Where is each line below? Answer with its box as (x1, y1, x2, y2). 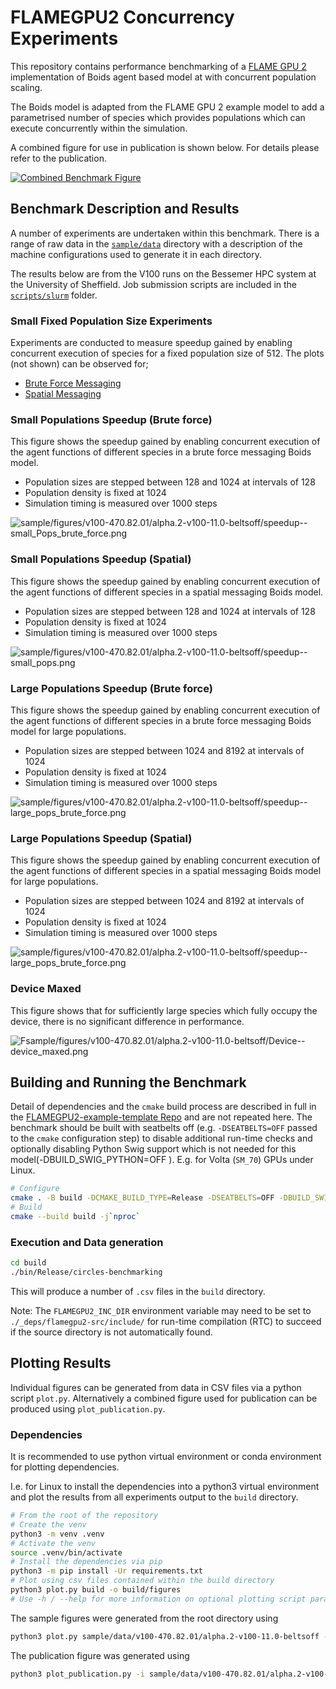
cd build (10, 1258, 47, 1268)
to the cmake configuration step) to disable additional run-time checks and (10, 1132, 313, 1145)
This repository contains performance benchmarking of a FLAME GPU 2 (10, 60, 307, 72)
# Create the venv (10, 1519, 87, 1530)
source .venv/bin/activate (10, 1547, 123, 1558)
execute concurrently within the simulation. (10, 122, 188, 134)
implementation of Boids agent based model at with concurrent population (10, 71, 317, 83)
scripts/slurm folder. (10, 289, 98, 301)
